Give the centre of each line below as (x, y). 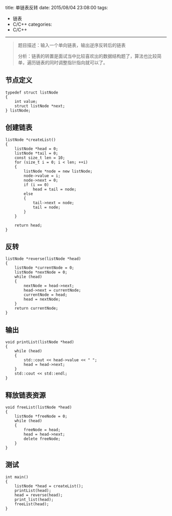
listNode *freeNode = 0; (41, 416)
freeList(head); (32, 504)
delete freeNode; (42, 439)
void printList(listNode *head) (40, 342)
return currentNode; (36, 308)
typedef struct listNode (32, 92)
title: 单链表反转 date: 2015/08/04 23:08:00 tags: (57, 7)
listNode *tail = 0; (36, 153)
